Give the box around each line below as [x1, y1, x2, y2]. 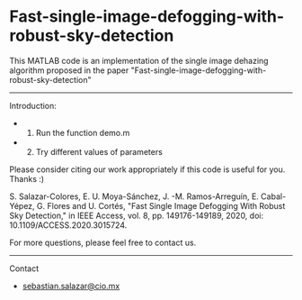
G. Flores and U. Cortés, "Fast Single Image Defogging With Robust [36, 200, 286, 211]
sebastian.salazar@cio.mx [22, 280, 120, 291]
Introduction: [9, 100, 57, 111]
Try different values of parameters [35, 146, 164, 157]
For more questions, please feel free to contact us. [9, 237, 197, 248]
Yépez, [9, 200, 35, 211]
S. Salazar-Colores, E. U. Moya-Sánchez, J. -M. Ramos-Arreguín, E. [9, 191, 259, 202]
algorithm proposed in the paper [9, 65, 129, 76]
